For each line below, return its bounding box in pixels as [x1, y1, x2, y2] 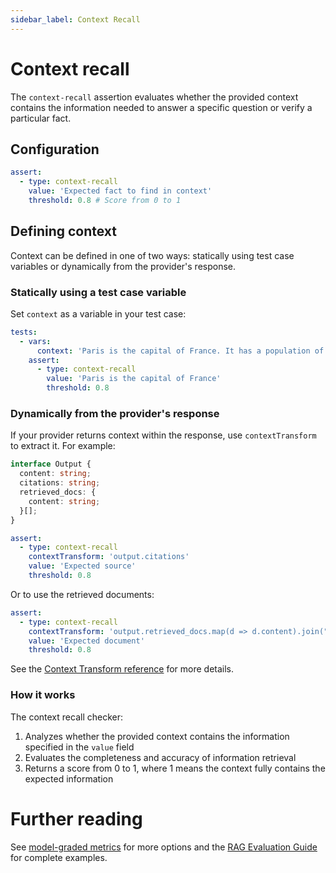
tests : [10, 327, 38, 337]
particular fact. [10, 112, 72, 124]
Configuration [10, 141, 100, 158]
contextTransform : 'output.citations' [28, 552, 190, 562]
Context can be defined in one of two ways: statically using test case [10, 249, 295, 261]
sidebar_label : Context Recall [10, 14, 141, 25]
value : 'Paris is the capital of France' [46, 374, 222, 384]
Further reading [10, 807, 143, 830]
